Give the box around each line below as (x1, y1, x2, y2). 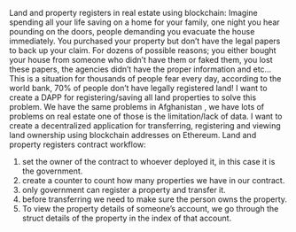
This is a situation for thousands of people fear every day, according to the (9, 73, 282, 83)
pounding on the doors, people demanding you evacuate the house (9, 27, 255, 36)
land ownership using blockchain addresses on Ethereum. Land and (9, 130, 257, 140)
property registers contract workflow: (9, 139, 146, 150)
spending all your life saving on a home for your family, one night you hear (9, 17, 281, 27)
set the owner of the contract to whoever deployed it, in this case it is (21, 157, 276, 166)
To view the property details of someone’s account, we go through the (21, 204, 279, 213)
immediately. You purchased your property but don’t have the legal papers (9, 35, 281, 46)
